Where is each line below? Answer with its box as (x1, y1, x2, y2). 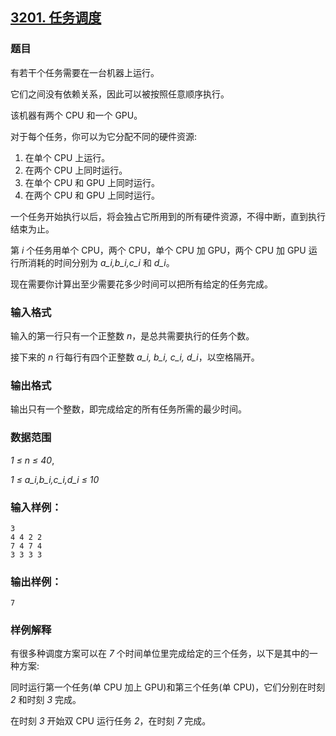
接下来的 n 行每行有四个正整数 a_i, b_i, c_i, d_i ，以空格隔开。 (10, 351, 260, 363)
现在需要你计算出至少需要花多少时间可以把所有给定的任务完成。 (10, 278, 273, 290)
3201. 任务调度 (10, 9, 102, 27)
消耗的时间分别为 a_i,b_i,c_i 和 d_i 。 (27, 256, 175, 268)
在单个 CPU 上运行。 (24, 151, 111, 163)
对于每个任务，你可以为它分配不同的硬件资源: (10, 130, 198, 142)
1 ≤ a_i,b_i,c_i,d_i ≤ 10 (10, 473, 100, 485)
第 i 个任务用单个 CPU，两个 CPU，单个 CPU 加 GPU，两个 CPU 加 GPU (10, 244, 307, 256)
